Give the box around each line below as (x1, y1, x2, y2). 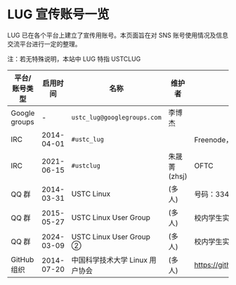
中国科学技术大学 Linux (71, 255, 147, 265)
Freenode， (194, 135, 233, 145)
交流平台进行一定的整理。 (7, 39, 81, 48)
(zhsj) (168, 171, 188, 181)
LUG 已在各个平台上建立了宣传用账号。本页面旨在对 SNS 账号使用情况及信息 (7, 31, 229, 39)
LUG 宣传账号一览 (7, 6, 110, 22)
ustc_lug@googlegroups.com (71, 113, 162, 121)
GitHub (11, 254, 34, 264)
